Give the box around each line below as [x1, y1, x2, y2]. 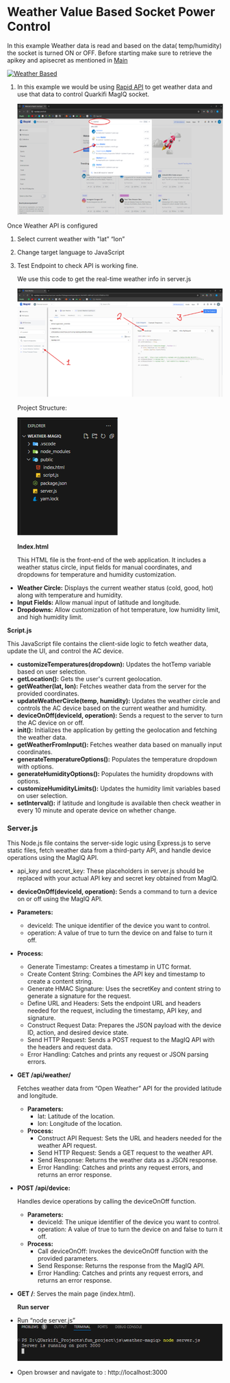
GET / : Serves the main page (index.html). [16, 1290, 136, 1298]
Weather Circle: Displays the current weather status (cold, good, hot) [16, 584, 214, 592]
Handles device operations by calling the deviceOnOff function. [16, 1197, 196, 1206]
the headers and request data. [27, 1043, 113, 1052]
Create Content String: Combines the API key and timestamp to [27, 970, 205, 978]
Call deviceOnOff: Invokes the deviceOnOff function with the [37, 1247, 209, 1255]
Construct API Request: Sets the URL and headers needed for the [37, 1134, 222, 1142]
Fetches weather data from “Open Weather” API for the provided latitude [16, 1084, 222, 1093]
